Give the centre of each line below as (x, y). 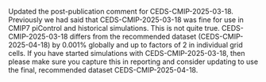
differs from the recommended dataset (133, 36)
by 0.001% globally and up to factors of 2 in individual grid (148, 45)
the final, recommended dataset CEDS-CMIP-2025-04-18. (103, 70)
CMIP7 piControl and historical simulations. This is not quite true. (114, 28)
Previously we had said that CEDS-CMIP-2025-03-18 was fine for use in (126, 20)
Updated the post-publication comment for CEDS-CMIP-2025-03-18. (121, 11)
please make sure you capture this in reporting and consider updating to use (133, 61)
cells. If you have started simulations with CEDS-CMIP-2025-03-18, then (127, 53)
